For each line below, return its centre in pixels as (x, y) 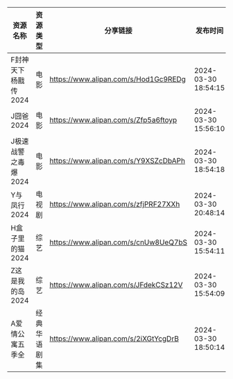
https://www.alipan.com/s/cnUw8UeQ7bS (119, 242)
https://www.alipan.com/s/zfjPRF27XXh (115, 204)
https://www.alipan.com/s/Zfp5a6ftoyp (113, 120)
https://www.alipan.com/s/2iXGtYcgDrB (114, 338)
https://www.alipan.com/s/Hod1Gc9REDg (118, 79)
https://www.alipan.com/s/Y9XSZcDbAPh (118, 161)
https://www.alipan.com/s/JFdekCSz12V (116, 285)
